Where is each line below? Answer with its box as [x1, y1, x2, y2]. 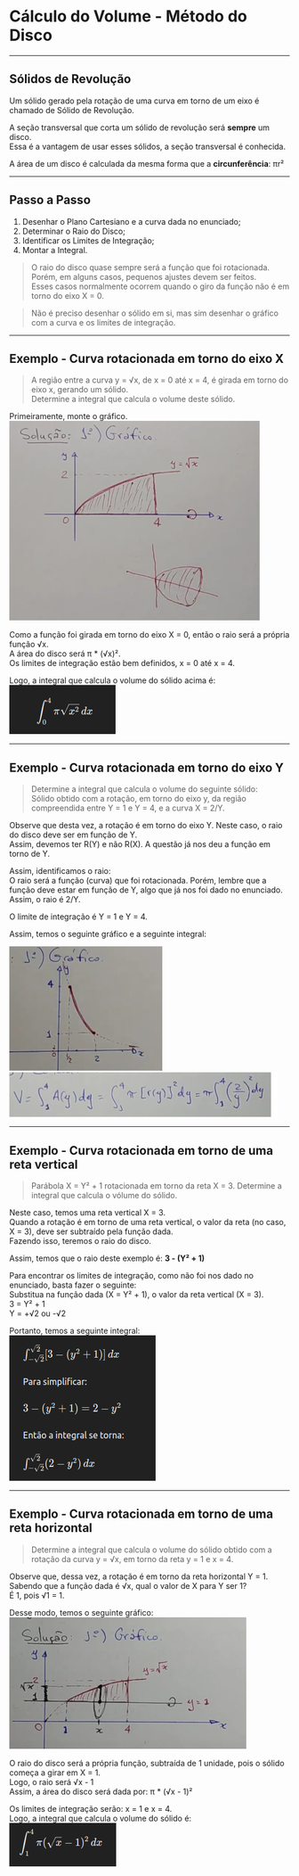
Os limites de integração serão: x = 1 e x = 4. [9, 1803, 173, 1814]
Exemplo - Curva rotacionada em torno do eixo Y [9, 760, 285, 775]
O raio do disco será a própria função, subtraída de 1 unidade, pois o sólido [9, 1757, 285, 1768]
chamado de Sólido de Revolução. [9, 104, 135, 115]
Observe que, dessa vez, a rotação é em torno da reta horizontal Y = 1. [9, 1571, 269, 1582]
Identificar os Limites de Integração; [21, 234, 155, 246]
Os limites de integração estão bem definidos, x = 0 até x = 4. [9, 658, 236, 669]
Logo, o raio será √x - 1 [9, 1776, 94, 1787]
